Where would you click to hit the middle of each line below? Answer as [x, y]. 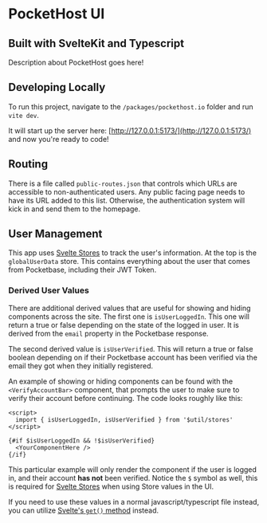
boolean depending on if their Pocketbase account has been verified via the [133, 357]
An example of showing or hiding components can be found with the [121, 381]
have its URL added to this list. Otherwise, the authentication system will [127, 200]
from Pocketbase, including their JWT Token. [82, 270]
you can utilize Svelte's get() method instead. [84, 510]
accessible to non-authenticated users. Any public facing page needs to [127, 191]
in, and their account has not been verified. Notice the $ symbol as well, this [133, 478]
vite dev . [24, 115]
